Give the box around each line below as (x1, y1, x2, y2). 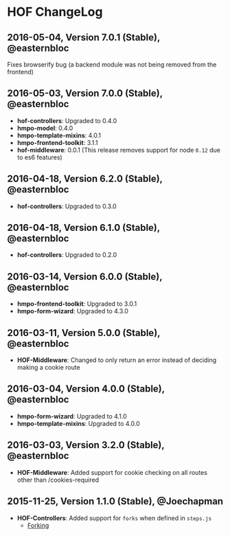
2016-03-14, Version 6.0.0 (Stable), (7, 271, 163, 282)
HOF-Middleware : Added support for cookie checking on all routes (16, 468, 208, 476)
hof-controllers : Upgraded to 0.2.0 (16, 251, 117, 259)
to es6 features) (16, 153, 63, 161)
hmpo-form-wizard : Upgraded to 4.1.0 (16, 412, 127, 420)
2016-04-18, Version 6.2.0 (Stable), (7, 173, 163, 185)
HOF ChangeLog (7, 4, 103, 20)
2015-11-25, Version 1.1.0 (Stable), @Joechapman (7, 495, 224, 507)
